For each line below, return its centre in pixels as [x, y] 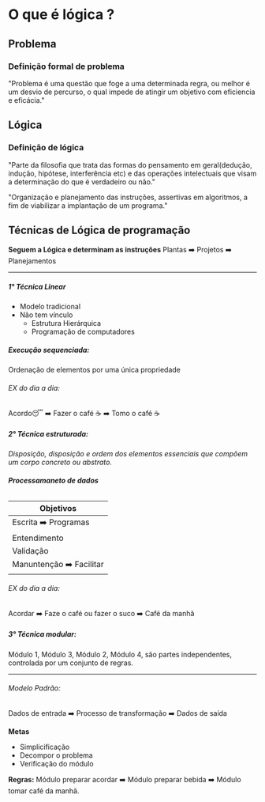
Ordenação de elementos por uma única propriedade [95, 370]
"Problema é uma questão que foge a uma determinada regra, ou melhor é [129, 83]
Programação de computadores [83, 332]
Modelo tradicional [50, 307]
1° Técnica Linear [37, 286]
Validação [30, 550]
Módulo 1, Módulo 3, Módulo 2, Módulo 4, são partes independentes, [120, 654]
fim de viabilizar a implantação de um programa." [88, 205]
